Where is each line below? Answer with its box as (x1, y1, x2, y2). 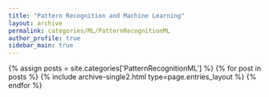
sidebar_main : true (8, 42, 74, 50)
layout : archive (8, 19, 63, 27)
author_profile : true (8, 34, 81, 42)
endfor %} (8, 81, 43, 91)
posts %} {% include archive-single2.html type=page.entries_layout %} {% (8, 72, 257, 82)
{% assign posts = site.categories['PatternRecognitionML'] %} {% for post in (8, 63, 262, 73)
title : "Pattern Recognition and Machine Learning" (8, 11, 185, 20)
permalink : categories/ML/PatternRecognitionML (8, 26, 171, 34)
